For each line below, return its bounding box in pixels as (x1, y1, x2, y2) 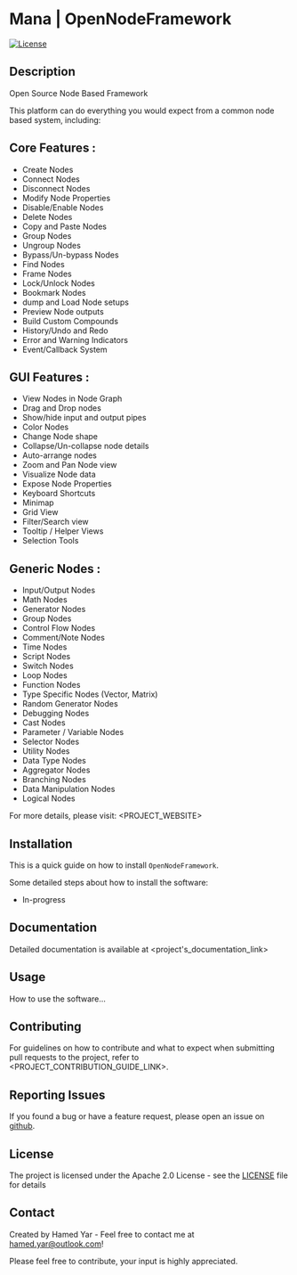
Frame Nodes (21, 268, 73, 279)
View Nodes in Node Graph (21, 393, 123, 405)
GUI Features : (9, 370, 90, 385)
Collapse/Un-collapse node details (21, 441, 149, 452)
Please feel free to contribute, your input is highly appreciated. (9, 1255, 238, 1266)
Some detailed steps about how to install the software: (9, 878, 209, 887)
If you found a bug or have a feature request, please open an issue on (9, 1111, 265, 1122)
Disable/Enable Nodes (21, 201, 104, 213)
